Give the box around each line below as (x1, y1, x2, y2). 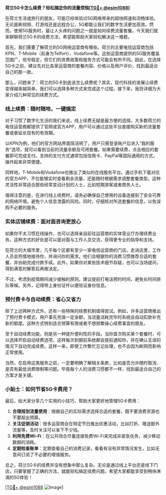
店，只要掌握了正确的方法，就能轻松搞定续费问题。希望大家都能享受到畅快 (5, 468, 157, 474)
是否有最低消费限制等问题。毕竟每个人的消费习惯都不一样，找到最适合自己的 (5, 366, 161, 372)
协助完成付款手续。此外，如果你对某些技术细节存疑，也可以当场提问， (18, 259, 161, 265)
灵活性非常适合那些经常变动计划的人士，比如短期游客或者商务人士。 (5, 182, 144, 188)
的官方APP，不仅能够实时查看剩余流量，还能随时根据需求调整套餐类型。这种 (5, 175, 161, 182)
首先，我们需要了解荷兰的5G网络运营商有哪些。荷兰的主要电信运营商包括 (5, 44, 154, 50)
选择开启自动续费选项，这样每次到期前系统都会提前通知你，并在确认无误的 (9, 337, 161, 343)
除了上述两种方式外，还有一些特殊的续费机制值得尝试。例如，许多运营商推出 (5, 308, 161, 314)
